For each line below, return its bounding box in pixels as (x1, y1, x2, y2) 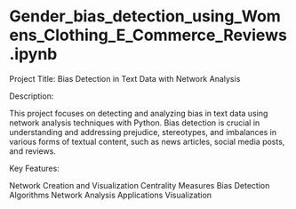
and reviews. (9, 145, 56, 157)
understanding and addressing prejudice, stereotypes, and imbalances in (9, 126, 277, 137)
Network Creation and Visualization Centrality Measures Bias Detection (9, 180, 270, 190)
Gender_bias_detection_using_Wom (9, 6, 282, 27)
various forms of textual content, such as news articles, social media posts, (9, 136, 285, 147)
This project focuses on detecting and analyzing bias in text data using (9, 108, 268, 118)
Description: (9, 91, 54, 101)
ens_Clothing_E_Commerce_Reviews (9, 25, 287, 45)
